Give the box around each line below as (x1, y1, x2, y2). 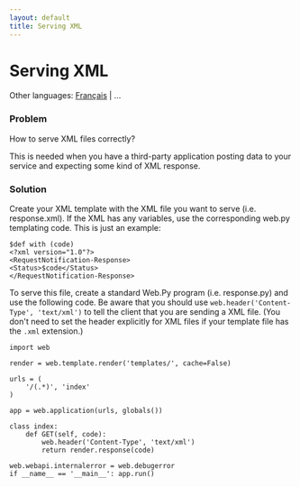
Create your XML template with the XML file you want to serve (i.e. (9, 204, 257, 215)
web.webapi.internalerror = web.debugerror (9, 462, 176, 471)
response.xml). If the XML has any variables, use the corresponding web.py (9, 213, 291, 224)
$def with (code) (9, 240, 75, 249)
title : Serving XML (9, 22, 83, 31)
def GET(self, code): (25, 430, 106, 439)
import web (9, 344, 50, 353)
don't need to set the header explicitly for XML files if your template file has (9, 317, 290, 327)
